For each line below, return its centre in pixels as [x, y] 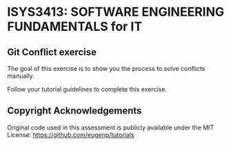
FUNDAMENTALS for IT [75, 27]
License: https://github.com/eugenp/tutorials [71, 134]
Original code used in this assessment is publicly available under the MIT [111, 127]
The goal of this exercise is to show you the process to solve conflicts [106, 69]
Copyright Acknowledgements [74, 111]
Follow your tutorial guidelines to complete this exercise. [87, 89]
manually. [21, 76]
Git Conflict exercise [52, 52]
